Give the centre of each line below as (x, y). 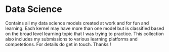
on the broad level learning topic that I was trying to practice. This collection (85, 33)
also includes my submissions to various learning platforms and (72, 39)
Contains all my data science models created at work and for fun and (77, 23)
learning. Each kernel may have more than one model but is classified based (85, 28)
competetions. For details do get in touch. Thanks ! (58, 44)
